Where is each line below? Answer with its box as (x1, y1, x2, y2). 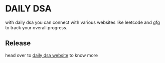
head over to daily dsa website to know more (5, 52, 98, 58)
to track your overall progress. (5, 24, 68, 30)
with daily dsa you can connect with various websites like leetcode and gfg (5, 19, 160, 25)
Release (5, 39, 31, 48)
